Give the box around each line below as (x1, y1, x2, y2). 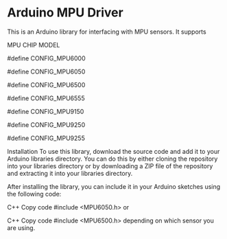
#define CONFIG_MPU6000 (7, 54, 86, 62)
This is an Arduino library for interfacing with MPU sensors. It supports (7, 27, 207, 36)
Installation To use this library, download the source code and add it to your (7, 147, 220, 155)
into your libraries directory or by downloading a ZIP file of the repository (7, 161, 213, 170)
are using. (7, 223, 36, 231)
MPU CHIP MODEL (7, 41, 60, 49)
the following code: (7, 190, 62, 198)
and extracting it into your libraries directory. (7, 169, 133, 177)
